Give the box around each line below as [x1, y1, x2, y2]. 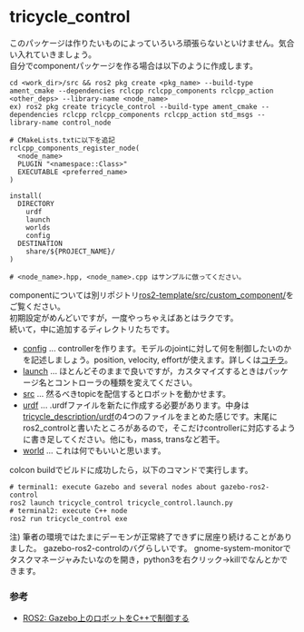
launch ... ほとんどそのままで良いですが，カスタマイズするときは [22, 365, 265, 376]
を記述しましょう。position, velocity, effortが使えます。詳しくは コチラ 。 [22, 354, 293, 365]
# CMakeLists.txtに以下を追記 [9, 135, 115, 144]
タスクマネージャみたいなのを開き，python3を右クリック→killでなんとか [9, 554, 280, 565]
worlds [25, 222, 51, 232]
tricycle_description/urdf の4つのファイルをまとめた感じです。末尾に [22, 410, 279, 421]
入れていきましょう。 [16, 48, 97, 60]
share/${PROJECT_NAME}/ [25, 247, 116, 256]
